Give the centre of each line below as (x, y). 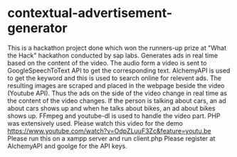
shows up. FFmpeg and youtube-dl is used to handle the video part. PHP (114, 116)
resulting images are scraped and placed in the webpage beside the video (116, 85)
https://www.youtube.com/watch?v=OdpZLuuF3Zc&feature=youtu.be (109, 131)
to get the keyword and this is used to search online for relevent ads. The (115, 78)
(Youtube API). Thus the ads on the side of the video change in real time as (117, 93)
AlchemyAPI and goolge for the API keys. (68, 146)
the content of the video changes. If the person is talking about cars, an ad (117, 100)
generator (37, 28)
